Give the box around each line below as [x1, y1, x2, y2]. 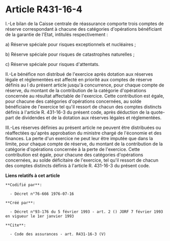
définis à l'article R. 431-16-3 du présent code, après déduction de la [5, 109, 150, 115]
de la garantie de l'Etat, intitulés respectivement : [5, 31, 108, 37]
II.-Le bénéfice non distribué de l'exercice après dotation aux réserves [5, 71, 153, 77]
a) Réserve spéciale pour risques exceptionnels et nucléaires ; [5, 41, 136, 47]
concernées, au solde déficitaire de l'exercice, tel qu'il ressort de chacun [5, 157, 159, 163]
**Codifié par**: [5, 182, 42, 187]
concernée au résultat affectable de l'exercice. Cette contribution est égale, [5, 93, 164, 99]
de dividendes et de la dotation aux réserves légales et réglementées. [15, 114, 162, 121]
